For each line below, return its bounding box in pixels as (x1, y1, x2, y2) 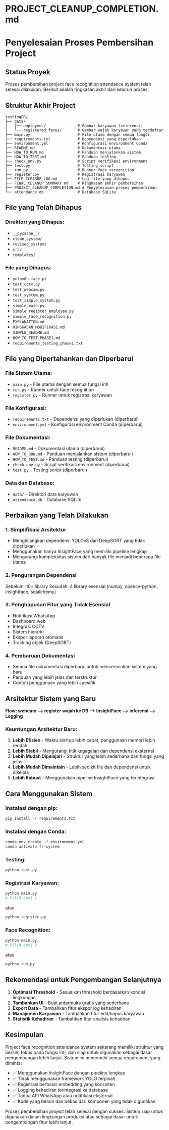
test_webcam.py (12, 287, 45, 292)
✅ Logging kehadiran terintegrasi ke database (12, 1087, 108, 1093)
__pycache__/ (12, 231, 40, 236)
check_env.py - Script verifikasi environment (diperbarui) (12, 462, 130, 468)
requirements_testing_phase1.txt (12, 340, 83, 346)
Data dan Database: (5, 479, 54, 486)
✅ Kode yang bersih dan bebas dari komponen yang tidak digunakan (12, 1098, 156, 1104)
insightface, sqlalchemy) (5, 588, 57, 595)
